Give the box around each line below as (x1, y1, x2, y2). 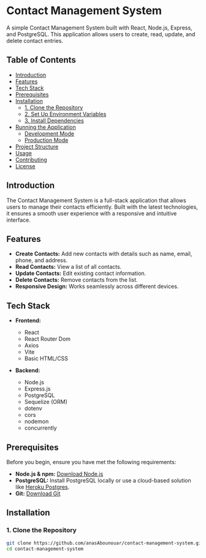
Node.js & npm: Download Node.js (15, 470, 104, 478)
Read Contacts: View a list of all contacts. (15, 263, 122, 271)
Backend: (15, 366, 40, 374)
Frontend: (15, 317, 41, 324)
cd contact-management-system (6, 546, 84, 552)
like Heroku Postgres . (15, 483, 70, 490)
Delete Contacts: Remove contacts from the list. (15, 276, 138, 284)
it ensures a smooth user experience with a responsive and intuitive (6, 209, 177, 217)
